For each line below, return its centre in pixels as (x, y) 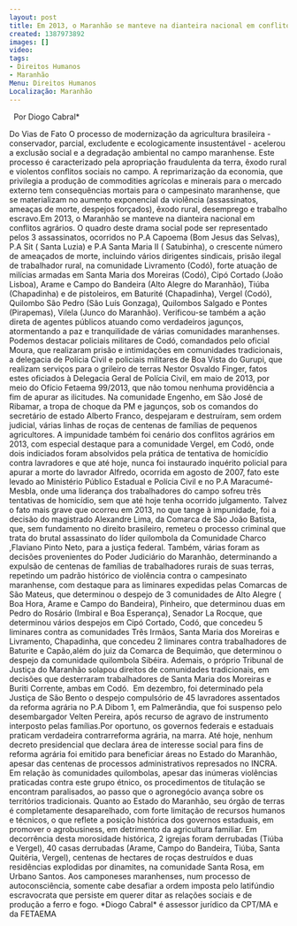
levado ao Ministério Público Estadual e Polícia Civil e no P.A (119, 481)
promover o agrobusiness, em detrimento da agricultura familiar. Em (133, 829)
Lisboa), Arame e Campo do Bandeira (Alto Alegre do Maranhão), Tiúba (139, 284)
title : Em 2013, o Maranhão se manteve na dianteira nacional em (132, 26)
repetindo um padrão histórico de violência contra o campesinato (128, 575)
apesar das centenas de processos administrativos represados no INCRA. (144, 763)
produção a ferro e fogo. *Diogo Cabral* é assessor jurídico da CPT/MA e (144, 904)
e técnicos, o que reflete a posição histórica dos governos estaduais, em (141, 820)
